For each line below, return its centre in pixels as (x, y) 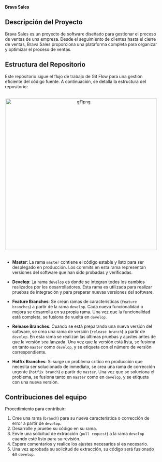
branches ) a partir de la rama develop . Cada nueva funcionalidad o (78, 306)
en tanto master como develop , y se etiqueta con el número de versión (82, 347)
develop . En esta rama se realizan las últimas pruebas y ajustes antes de (84, 336)
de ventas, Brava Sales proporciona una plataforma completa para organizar (81, 44)
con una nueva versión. (35, 382)
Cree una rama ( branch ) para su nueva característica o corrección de (81, 418)
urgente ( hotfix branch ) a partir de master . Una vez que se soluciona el (83, 372)
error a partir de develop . (37, 423)
